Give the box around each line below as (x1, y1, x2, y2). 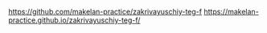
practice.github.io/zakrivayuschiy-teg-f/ (8, 15, 141, 25)
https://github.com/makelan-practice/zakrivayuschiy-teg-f (8, 7, 203, 16)
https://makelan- (203, 7, 259, 16)
